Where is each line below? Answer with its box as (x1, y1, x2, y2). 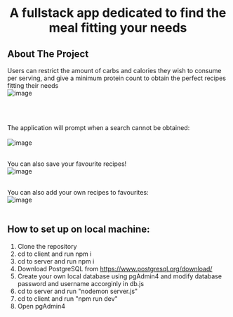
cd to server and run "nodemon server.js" (17, 287, 138, 295)
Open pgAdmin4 (17, 302, 65, 310)
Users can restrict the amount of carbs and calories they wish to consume (7, 67, 222, 75)
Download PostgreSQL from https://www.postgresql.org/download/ (17, 264, 213, 273)
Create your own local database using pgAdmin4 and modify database (17, 272, 222, 280)
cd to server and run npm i (17, 257, 95, 265)
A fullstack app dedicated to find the (9, 5, 227, 21)
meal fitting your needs (48, 20, 187, 36)
